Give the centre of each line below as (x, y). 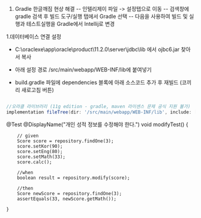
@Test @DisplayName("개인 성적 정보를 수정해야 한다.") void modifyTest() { (97, 124)
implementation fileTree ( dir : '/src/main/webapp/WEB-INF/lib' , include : (99, 112)
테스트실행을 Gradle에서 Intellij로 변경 (70, 24)
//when (25, 172)
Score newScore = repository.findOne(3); (69, 193)
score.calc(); (34, 162)
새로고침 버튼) (37, 90)
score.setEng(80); (40, 151)
